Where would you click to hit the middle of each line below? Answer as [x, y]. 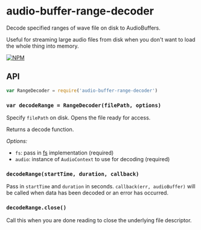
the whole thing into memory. [43, 46]
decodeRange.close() [37, 208]
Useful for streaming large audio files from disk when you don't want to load [101, 39]
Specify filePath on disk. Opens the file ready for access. [78, 117]
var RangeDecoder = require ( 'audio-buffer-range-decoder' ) [82, 91]
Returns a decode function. [40, 129]
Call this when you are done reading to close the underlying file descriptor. [99, 220]
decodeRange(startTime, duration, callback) [73, 174]
